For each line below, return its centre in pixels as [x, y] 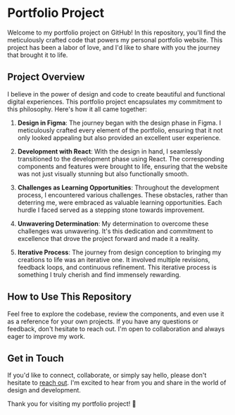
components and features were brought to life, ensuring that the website [122, 166]
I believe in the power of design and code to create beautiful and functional [116, 94]
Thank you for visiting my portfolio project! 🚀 [72, 404]
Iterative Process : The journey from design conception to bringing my [119, 252]
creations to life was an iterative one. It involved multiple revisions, [114, 259]
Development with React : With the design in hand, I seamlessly [110, 151]
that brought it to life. [38, 55]
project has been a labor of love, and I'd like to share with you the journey [114, 47]
